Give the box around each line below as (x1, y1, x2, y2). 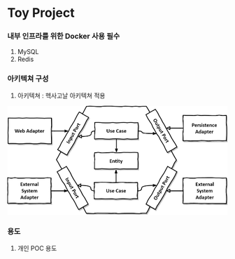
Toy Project (7, 5, 75, 21)
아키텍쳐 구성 (7, 74, 49, 84)
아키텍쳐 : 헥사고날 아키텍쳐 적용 (17, 91, 106, 100)
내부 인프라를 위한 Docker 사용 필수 (7, 32, 120, 41)
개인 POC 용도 (17, 244, 57, 252)
